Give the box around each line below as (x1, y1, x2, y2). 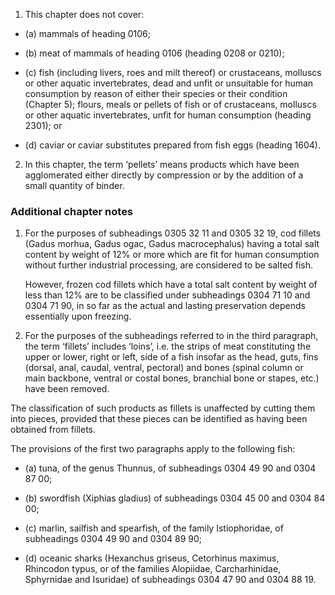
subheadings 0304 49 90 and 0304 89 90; (24, 533, 202, 545)
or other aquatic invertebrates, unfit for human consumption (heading (24, 109, 312, 121)
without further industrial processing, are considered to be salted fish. (24, 259, 314, 271)
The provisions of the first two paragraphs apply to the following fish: (10, 443, 296, 455)
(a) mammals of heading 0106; (24, 28, 152, 39)
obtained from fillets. (10, 424, 97, 436)
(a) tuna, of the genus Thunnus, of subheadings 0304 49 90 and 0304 (24, 462, 317, 474)
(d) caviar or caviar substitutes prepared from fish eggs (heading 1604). (24, 139, 321, 151)
